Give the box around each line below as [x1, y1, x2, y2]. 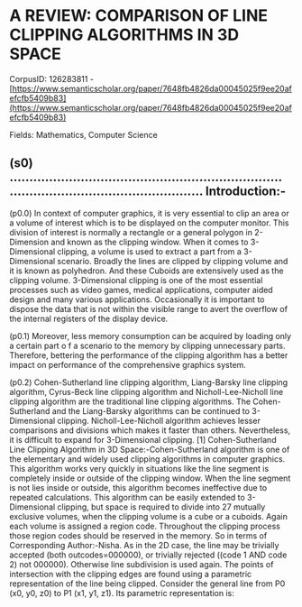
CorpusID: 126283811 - [9, 73, 95, 84]
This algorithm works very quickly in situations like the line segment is [9, 463, 270, 474]
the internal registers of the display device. [9, 313, 169, 324]
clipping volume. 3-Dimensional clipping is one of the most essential [9, 274, 263, 285]
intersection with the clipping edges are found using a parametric [9, 568, 252, 579]
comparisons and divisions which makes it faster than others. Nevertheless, [9, 425, 291, 436]
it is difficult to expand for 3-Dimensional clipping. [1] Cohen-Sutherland [9, 434, 277, 445]
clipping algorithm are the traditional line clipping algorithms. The [9, 396, 251, 407]
